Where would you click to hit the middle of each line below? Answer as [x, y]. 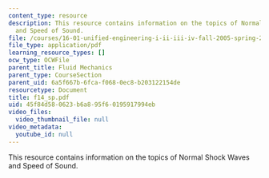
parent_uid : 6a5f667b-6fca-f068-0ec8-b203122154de [94, 82]
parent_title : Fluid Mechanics [60, 68]
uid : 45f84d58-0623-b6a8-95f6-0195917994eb [82, 105]
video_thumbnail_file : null [62, 120]
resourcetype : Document [48, 90]
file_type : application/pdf [55, 45]
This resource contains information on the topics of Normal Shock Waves [129, 157]
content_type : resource [48, 16]
